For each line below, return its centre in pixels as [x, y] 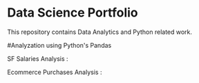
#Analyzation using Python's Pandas [59, 45]
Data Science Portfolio [73, 13]
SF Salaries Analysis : [38, 58]
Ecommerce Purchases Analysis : [55, 72]
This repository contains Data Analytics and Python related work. [99, 32]
